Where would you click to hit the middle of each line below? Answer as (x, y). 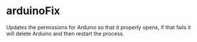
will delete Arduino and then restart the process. (65, 33)
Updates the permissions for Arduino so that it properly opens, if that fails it (99, 27)
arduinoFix (33, 11)
